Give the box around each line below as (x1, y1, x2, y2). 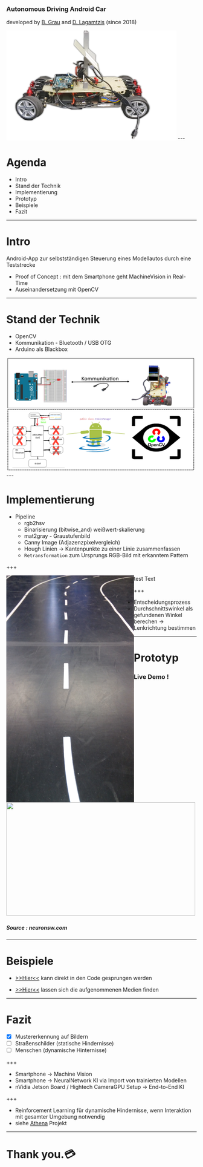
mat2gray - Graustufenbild (24, 532, 91, 540)
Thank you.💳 (6, 1148, 76, 1162)
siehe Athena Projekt (14, 1120, 67, 1127)
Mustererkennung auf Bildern (14, 1033, 89, 1040)
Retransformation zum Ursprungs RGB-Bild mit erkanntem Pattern (24, 552, 188, 559)
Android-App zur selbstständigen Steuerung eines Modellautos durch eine (6, 255, 192, 262)
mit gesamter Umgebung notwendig (14, 1113, 105, 1120)
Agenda (6, 156, 47, 169)
